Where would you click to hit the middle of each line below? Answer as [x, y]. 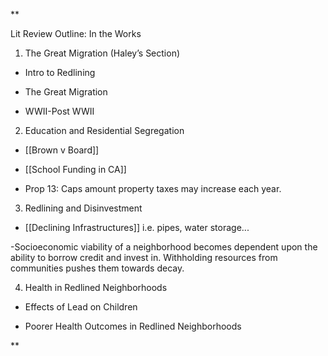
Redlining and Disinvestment [83, 208]
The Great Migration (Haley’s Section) [102, 53]
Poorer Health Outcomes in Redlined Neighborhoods [133, 326]
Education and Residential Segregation [104, 130]
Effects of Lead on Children [81, 307]
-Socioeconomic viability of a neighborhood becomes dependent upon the [164, 247]
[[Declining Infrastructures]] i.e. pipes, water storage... [137, 227]
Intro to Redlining [60, 72]
